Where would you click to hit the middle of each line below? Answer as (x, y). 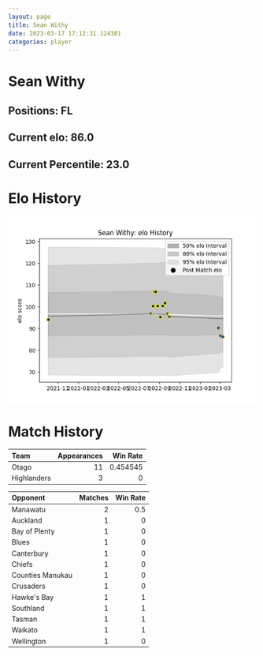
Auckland (27, 520)
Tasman (24, 619)
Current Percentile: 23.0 (69, 165)
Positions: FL (41, 111)
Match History (56, 431)
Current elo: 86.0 (51, 138)
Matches (94, 498)
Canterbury (30, 553)
